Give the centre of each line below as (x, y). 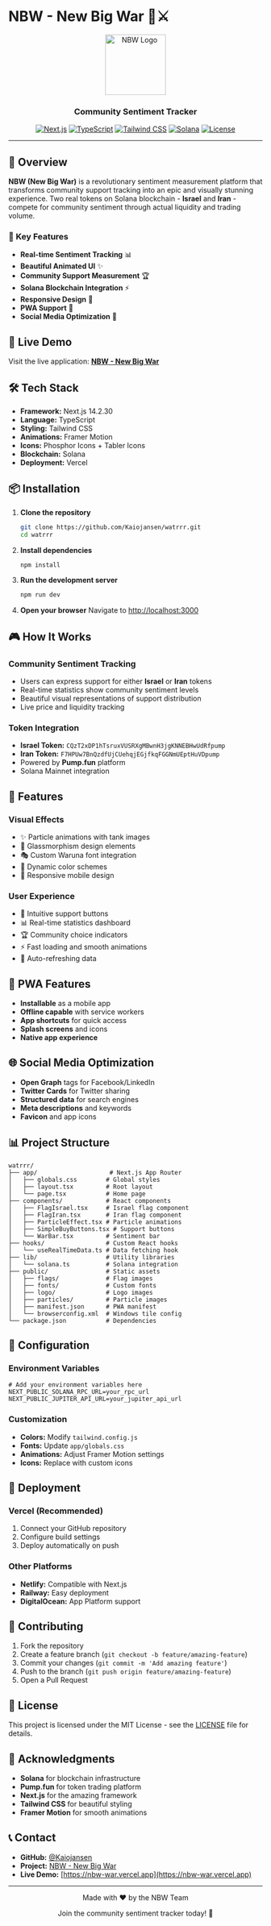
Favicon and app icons (58, 1117)
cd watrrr (37, 535)
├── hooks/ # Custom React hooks (94, 1243)
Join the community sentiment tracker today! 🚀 (135, 1913)
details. (21, 1733)
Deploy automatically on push (69, 1545)
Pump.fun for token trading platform (81, 1787)
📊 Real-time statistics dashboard (75, 923)
